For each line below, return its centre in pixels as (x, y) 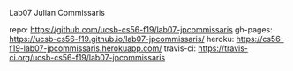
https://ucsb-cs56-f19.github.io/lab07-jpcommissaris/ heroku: (122, 39)
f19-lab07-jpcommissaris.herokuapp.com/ (86, 48)
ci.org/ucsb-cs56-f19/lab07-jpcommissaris (87, 57)
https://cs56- (260, 39)
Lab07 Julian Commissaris (57, 13)
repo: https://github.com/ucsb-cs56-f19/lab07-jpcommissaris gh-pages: (141, 29)
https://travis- (223, 48)
